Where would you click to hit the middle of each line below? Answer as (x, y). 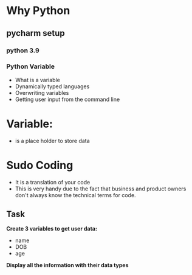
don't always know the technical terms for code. (75, 195)
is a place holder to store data (52, 141)
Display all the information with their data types (67, 265)
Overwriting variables (42, 92)
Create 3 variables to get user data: (52, 229)
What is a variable (38, 80)
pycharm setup (36, 33)
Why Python (38, 11)
